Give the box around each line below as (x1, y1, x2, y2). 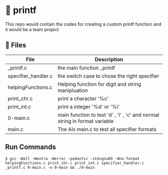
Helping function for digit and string (57, 80, 141, 87)
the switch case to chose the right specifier (57, 72, 159, 79)
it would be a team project (5, 26, 59, 32)
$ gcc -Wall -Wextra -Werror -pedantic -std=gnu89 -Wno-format (5, 156, 140, 161)
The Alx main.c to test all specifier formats (57, 125, 156, 132)
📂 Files (5, 41, 26, 50)
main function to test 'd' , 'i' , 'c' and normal (57, 111, 159, 118)
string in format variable (57, 117, 114, 124)
